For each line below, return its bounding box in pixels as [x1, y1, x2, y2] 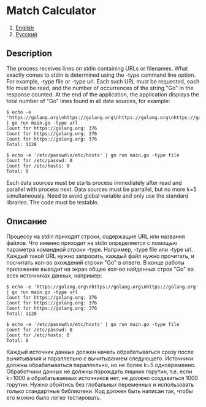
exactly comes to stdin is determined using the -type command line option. [6, 71, 196, 79]
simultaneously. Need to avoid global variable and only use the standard [6, 192, 189, 200]
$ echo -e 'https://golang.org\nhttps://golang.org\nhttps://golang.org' [6, 284, 199, 290]
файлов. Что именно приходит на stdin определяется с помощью [6, 239, 178, 246]
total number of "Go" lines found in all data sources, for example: [6, 97, 170, 104]
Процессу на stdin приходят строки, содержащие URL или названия [6, 233, 185, 240]
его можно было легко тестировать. [6, 393, 102, 401]
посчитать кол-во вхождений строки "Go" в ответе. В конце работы [6, 258, 185, 266]
